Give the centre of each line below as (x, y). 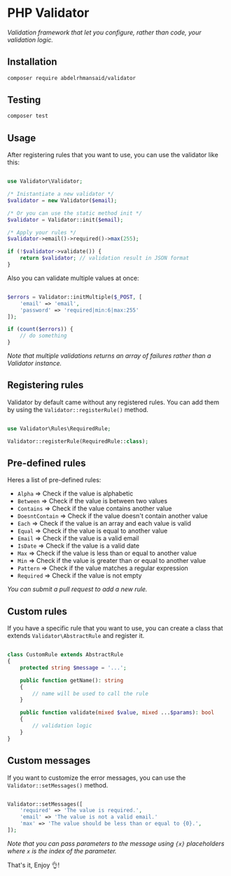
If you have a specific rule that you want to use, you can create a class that (115, 628)
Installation (32, 62)
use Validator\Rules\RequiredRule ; (59, 429)
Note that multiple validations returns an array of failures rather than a (109, 356)
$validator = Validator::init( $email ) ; (65, 220)
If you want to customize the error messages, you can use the (97, 778)
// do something (44, 336)
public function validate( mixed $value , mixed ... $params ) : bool (117, 713)
